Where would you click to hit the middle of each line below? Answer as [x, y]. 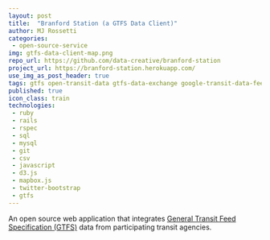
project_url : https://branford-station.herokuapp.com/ [102, 68]
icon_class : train [39, 98]
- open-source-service [50, 46]
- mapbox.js [32, 181]
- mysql [25, 143]
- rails [25, 121]
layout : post [30, 16]
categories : [28, 38]
